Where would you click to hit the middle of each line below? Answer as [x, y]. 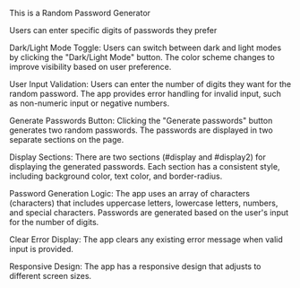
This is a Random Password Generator [80, 13]
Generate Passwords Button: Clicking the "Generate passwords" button [141, 121]
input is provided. [42, 249]
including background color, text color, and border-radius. [116, 176]
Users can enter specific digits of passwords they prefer [113, 30]
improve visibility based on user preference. [90, 67]
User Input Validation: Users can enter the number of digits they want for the [150, 84]
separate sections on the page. [67, 140]
